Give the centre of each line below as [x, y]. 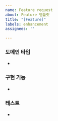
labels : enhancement [27, 24]
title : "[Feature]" [26, 19]
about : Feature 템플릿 [27, 15]
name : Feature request [29, 10]
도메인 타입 [18, 52]
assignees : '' [20, 29]
